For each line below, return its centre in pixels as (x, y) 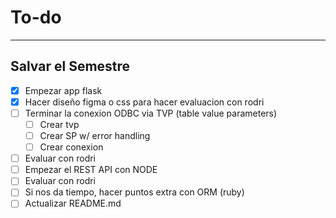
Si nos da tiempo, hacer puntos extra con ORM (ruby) (134, 192)
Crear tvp (59, 124)
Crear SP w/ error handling (95, 135)
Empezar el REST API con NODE (91, 170)
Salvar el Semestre (70, 66)
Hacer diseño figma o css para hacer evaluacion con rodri (144, 102)
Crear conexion (71, 147)
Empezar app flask (63, 90)
